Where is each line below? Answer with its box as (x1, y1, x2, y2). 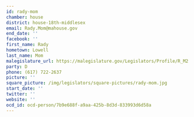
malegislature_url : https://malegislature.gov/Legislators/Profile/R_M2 (6, 58, 189, 64)
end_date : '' (6, 31, 38, 37)
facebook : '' (6, 36, 38, 42)
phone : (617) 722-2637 (6, 69, 62, 75)
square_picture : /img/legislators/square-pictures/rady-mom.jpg (6, 80, 167, 86)
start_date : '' (6, 86, 44, 92)
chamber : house (6, 14, 44, 20)
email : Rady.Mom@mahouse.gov (6, 25, 78, 31)
